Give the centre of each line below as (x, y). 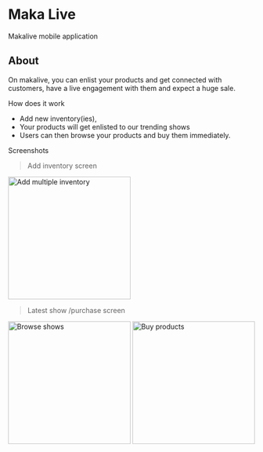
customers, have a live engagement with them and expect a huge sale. (122, 88)
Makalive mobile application (53, 36)
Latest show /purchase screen (76, 310)
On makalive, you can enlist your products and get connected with (115, 79)
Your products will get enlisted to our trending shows (104, 126)
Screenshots (29, 150)
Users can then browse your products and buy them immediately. (125, 135)
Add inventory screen (62, 166)
